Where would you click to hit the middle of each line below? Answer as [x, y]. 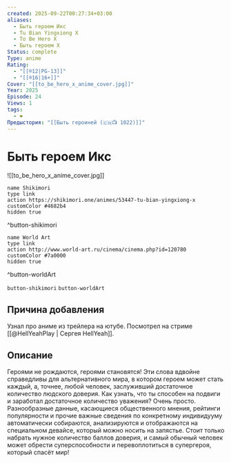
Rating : [18, 65]
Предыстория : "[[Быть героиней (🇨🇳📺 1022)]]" [76, 122]
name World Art [29, 238]
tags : [15, 110]
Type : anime [24, 59]
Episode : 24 [24, 97]
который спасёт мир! [38, 453]
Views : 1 [20, 103]
